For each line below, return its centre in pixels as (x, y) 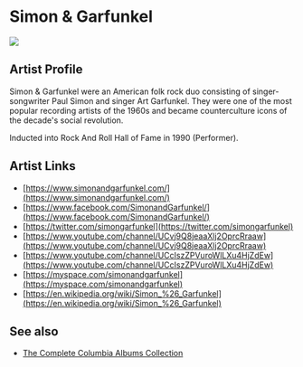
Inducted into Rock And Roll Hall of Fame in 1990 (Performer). (124, 137)
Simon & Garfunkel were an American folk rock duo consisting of (130, 91)
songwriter (29, 100)
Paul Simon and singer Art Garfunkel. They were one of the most (171, 100)
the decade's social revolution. (66, 120)
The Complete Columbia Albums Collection (103, 353)
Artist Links (43, 166)
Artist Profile (46, 70)
